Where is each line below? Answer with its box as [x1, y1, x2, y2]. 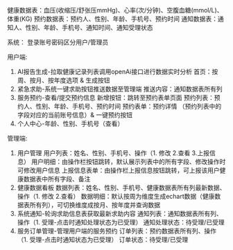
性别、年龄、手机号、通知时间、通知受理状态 [25, 24, 153, 31]
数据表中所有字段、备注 [23, 175, 91, 183]
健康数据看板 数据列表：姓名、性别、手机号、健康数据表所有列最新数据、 [17, 184, 226, 192]
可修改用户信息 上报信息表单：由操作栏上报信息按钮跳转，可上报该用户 [17, 166, 220, 175]
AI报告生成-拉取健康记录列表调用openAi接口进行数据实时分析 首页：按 [17, 68, 218, 75]
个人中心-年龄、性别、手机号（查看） [17, 120, 124, 127]
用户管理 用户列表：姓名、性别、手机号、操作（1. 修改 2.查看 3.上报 [17, 149, 210, 157]
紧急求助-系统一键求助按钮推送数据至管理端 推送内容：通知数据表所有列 [17, 85, 223, 93]
